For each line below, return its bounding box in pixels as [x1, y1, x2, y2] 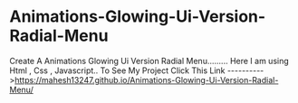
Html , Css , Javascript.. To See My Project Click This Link [9, 65, 226, 76]
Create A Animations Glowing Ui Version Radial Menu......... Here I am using [9, 55, 290, 66]
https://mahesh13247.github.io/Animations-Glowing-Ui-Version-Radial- [14, 74, 279, 85]
